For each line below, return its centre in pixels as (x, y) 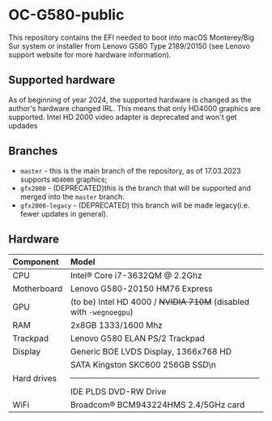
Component (36, 262)
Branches (33, 151)
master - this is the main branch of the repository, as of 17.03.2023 (130, 170)
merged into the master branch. (72, 196)
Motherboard (38, 289)
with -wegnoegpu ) (102, 312)
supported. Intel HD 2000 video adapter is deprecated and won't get (123, 117)
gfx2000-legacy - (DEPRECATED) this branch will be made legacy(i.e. (135, 205)
